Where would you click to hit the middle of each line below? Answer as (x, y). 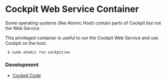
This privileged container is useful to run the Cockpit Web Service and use (82, 38)
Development (22, 65)
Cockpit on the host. (26, 43)
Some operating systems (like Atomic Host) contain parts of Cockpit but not (83, 23)
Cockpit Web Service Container (72, 9)
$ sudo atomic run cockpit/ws (39, 52)
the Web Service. (23, 28)
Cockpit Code (26, 76)
